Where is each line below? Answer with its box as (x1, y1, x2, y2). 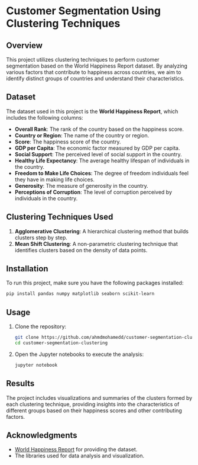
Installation (6, 264, 48, 274)
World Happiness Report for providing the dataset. (14, 446, 138, 453)
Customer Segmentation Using (6, 4, 161, 18)
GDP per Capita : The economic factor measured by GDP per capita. (14, 144, 180, 152)
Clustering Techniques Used (6, 212, 113, 222)
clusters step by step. (14, 234, 68, 241)
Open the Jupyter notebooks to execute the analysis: (14, 351, 144, 358)
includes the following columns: (6, 114, 84, 121)
